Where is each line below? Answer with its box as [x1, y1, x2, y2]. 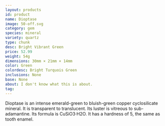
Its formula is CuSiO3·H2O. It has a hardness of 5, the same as [31, 110, 160, 116]
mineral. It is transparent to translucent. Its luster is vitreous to [5, 105, 133, 111]
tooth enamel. [5, 116, 34, 122]
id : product [5, 12, 30, 17]
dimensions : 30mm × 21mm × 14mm [5, 58, 72, 63]
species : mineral [5, 30, 41, 35]
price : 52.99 [5, 49, 32, 54]
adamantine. [5, 110, 31, 116]
